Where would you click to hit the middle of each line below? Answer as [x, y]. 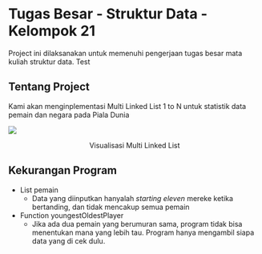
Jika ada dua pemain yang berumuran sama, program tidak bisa [137, 224]
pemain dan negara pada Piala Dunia [69, 115]
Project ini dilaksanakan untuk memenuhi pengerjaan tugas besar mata [125, 53]
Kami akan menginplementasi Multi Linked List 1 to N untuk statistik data [127, 106]
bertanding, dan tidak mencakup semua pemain [111, 207]
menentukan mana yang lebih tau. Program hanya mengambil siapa [143, 232]
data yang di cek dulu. [69, 240]
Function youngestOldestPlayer [72, 215]
